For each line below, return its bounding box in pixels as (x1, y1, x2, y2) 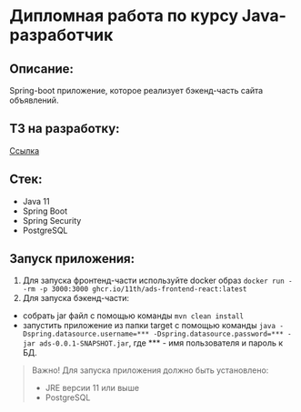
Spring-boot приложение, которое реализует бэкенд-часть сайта (9, 85, 264, 95)
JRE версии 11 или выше (45, 383, 139, 394)
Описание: (9, 61, 75, 76)
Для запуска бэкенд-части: (22, 293, 130, 304)
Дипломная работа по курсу (9, 5, 239, 26)
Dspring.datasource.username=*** (22, 329, 150, 339)
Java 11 (22, 196, 50, 206)
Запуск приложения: (9, 251, 135, 266)
